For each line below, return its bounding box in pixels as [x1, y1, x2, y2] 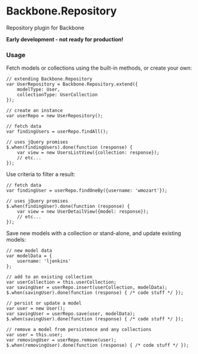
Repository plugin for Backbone [6, 24, 85, 31]
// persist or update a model [6, 301, 82, 307]
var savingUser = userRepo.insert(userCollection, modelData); [6, 284, 168, 291]
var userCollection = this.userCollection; [6, 279, 117, 285]
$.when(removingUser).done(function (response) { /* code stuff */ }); [6, 343, 189, 349]
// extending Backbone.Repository [6, 76, 93, 82]
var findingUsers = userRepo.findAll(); [6, 129, 109, 135]
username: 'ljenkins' [17, 258, 71, 264]
